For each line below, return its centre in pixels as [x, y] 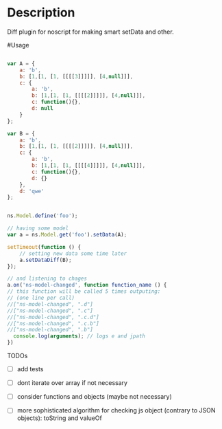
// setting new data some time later [73, 253]
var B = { [21, 133]
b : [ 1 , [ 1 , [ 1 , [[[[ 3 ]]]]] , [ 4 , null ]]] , [76, 76]
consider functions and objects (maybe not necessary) [95, 397]
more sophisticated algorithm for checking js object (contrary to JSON [116, 410]
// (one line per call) [41, 298]
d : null [42, 109]
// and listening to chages [47, 279]
